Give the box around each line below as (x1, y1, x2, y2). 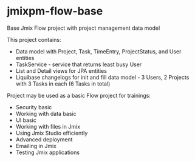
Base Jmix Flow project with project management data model (7, 24, 160, 32)
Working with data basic (15, 110, 77, 117)
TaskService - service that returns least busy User (15, 61, 142, 68)
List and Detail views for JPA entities (15, 67, 107, 74)
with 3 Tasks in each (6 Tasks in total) (15, 80, 111, 87)
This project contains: (7, 36, 61, 43)
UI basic (15, 116, 37, 124)
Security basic (15, 103, 52, 110)
